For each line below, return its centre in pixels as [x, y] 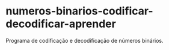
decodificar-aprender [61, 24]
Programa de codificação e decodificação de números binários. [84, 40]
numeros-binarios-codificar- [80, 11]
